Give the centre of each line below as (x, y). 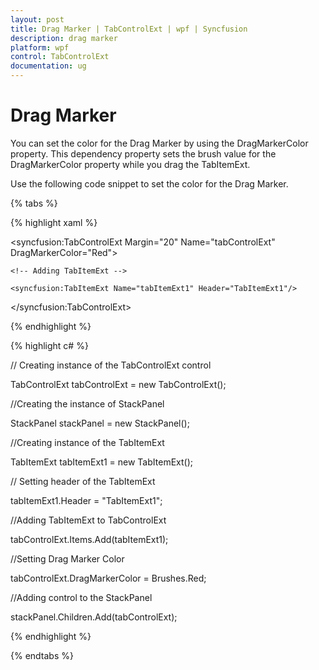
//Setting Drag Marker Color (67, 558)
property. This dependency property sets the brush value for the (143, 153)
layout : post (37, 19)
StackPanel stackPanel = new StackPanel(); (100, 423)
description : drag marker (64, 38)
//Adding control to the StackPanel (81, 597)
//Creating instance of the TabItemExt (87, 442)
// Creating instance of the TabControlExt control (111, 365)
